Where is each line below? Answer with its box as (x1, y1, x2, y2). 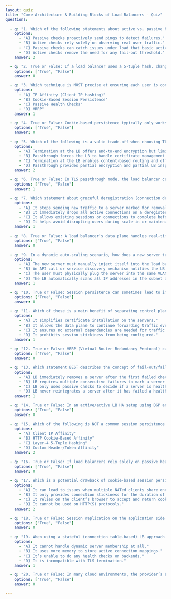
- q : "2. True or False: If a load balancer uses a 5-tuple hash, (10, 64, 154, 69)
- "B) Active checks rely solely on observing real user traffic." (18, 40, 165, 46)
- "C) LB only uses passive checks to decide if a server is (18, 384, 152, 389)
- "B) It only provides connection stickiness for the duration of (18, 492, 165, 497)
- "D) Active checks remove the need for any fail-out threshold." (18, 50, 165, 55)
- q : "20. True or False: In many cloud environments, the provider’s (10, 572, 163, 578)
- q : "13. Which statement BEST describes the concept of (10, 365, 136, 370)
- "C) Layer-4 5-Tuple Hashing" (18, 441, 88, 446)
